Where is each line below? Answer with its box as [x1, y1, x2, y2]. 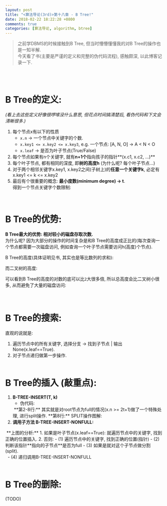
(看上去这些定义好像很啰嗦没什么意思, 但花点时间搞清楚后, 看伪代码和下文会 [5, 112, 161, 118]
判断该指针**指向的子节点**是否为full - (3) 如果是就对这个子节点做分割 [5, 442, 151, 448]
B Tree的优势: [5, 213, 62, 225]
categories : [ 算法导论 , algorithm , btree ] [5, 26, 92, 31]
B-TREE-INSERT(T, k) [12, 394, 58, 400]
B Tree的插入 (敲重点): [5, 377, 97, 389]
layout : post [5, 7, 33, 13]
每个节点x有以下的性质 [12, 129, 59, 135]
